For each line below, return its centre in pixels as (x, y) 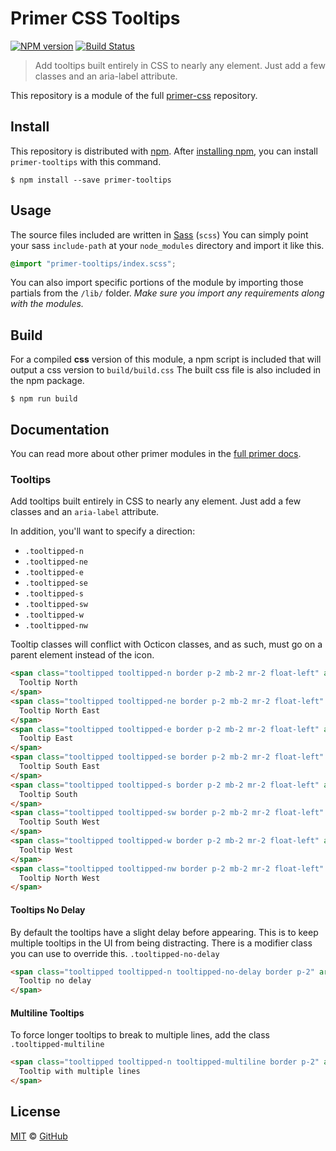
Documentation (60, 429)
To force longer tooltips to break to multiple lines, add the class (140, 1035)
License (35, 1112)
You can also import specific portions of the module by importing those (157, 283)
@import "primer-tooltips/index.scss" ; (93, 263)
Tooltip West (46, 850)
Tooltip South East (60, 767)
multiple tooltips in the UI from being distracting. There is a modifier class (161, 943)
